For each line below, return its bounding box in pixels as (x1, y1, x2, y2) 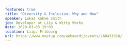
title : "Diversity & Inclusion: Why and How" (5, 11, 98, 16)
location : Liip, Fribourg (5, 29, 57, 34)
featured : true (5, 7, 36, 12)
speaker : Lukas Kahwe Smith (5, 16, 62, 21)
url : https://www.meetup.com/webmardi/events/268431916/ (5, 34, 123, 39)
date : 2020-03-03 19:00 (5, 25, 53, 30)
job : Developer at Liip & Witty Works (5, 20, 83, 25)
